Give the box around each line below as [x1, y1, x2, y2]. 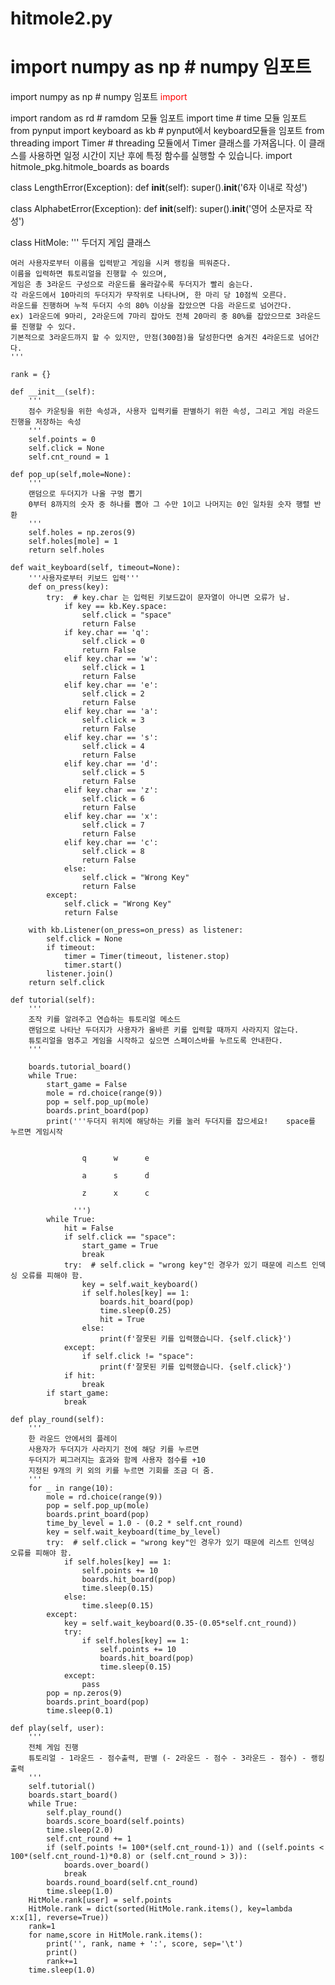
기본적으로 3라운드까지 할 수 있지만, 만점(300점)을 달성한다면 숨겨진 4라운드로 [10, 333, 295, 343]
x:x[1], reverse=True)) [10, 1913, 110, 1923]
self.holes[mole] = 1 [28, 537, 118, 547]
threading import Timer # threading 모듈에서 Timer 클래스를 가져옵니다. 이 [10, 137, 307, 149]
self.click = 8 [81, 847, 145, 857]
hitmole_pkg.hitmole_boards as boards [10, 161, 170, 173]
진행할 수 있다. [21, 322, 77, 332]
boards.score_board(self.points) [46, 1817, 186, 1827]
